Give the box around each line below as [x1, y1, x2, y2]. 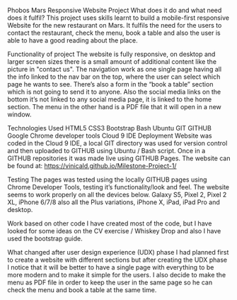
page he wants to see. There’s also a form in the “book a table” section [7, 80, 214, 88]
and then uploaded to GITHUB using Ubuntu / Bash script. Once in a [7, 147, 206, 155]
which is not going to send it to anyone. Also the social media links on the [7, 88, 221, 96]
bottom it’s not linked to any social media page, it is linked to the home [7, 95, 212, 104]
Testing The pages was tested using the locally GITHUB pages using [7, 175, 207, 184]
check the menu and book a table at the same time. [7, 286, 157, 294]
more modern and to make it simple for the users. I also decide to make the [7, 271, 226, 279]
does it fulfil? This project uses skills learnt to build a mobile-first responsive [7, 13, 230, 22]
